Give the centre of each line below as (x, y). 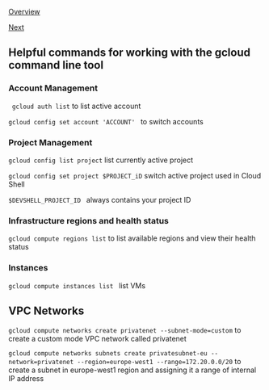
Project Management (50, 142)
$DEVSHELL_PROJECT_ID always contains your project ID (100, 199)
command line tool (56, 65)
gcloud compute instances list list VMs (77, 285)
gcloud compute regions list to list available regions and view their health (132, 238)
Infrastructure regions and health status (89, 220)
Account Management (53, 88)
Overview (24, 12)
